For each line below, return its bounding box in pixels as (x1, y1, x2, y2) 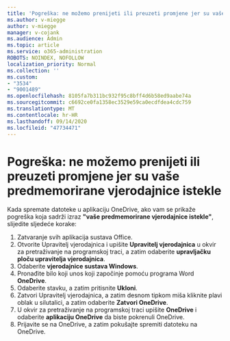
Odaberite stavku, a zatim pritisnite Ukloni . (16, 284, 138, 292)
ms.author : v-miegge (7, 16, 66, 23)
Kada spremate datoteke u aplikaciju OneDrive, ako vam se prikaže (7, 206, 196, 214)
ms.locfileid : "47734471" (7, 124, 81, 131)
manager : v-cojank (7, 29, 60, 36)
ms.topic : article (7, 42, 60, 49)
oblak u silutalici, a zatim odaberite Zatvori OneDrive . (16, 299, 168, 307)
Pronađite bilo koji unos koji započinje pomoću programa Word (16, 269, 194, 277)
